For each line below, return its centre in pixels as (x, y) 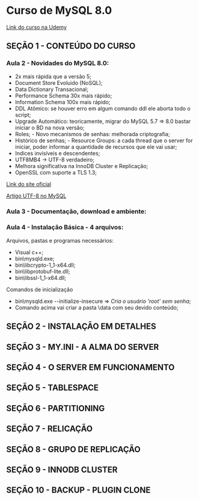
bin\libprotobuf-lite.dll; (42, 271)
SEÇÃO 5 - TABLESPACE (53, 388)
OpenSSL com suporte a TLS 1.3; (56, 172)
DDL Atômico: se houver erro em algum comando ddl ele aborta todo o (103, 108)
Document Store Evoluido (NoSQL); (59, 82)
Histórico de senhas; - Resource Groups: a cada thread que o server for (104, 140)
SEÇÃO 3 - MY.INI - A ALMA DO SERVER (83, 347)
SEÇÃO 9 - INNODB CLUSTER (62, 469)
